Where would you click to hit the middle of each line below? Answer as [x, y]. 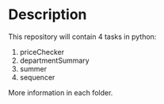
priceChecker [42, 52]
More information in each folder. [61, 92]
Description [48, 15]
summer [33, 68]
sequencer [37, 77]
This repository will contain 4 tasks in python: [82, 37]
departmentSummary [54, 60]
